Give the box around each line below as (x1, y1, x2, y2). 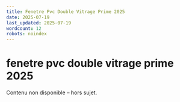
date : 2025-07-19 (6, 14, 50, 20)
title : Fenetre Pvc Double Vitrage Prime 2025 (6, 8, 125, 15)
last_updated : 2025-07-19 (6, 20, 71, 26)
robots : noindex (6, 31, 47, 37)
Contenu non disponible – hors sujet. (6, 89, 98, 96)
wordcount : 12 (6, 25, 42, 32)
